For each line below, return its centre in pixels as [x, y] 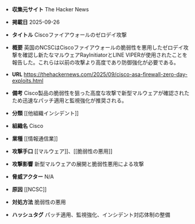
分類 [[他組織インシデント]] [45, 113]
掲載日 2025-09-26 [36, 22]
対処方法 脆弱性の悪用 [39, 202]
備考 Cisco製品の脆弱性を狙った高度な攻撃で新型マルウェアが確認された [100, 93]
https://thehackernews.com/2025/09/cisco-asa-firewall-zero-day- [106, 74]
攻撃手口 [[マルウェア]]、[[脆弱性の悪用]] [62, 151]
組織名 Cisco [27, 126]
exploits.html [27, 81]
